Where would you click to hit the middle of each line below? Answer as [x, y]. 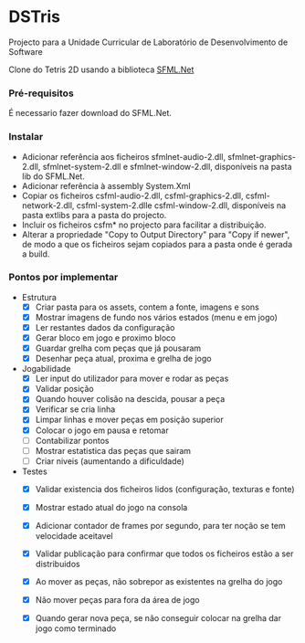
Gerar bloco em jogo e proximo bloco [105, 338]
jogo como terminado [76, 628]
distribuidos [58, 564]
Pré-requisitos [41, 93]
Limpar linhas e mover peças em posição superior [130, 420]
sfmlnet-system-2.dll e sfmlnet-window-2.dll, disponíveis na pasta [168, 166]
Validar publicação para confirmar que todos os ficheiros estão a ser [164, 553]
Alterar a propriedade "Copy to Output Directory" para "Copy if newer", [156, 234]
